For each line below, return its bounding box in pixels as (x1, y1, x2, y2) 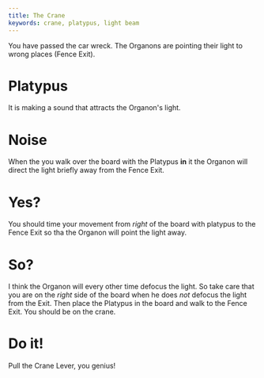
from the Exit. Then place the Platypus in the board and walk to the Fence (8, 299, 247, 308)
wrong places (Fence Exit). (8, 49, 96, 59)
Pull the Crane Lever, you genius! (8, 361, 116, 371)
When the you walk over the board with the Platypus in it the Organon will (8, 157, 248, 166)
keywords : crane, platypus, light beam (8, 19, 140, 27)
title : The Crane (8, 11, 66, 20)
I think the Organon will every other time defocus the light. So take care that (8, 282, 255, 292)
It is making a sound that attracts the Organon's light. (8, 103, 181, 113)
